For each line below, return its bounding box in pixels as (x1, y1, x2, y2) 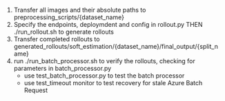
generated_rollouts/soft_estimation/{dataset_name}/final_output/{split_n (13, 43, 219, 50)
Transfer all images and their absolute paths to (13, 6, 146, 14)
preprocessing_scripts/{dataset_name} (13, 13, 124, 21)
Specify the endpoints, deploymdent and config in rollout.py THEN (13, 21, 203, 28)
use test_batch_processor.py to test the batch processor (23, 71, 185, 80)
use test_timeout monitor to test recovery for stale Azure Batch (23, 79, 203, 87)
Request (23, 86, 48, 94)
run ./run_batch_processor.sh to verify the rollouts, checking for (13, 57, 195, 65)
